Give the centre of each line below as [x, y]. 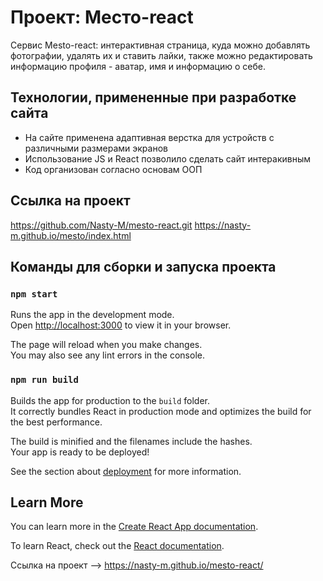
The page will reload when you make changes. [106, 345]
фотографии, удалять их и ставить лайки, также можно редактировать [161, 55]
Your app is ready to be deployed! [80, 452]
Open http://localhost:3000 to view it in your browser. [121, 325]
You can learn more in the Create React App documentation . [134, 527]
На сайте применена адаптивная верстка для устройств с [149, 137]
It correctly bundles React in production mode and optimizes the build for [161, 411]
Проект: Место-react [102, 17]
